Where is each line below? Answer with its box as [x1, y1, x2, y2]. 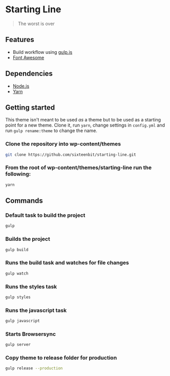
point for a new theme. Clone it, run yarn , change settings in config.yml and [5, 122, 165, 129]
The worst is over [17, 20, 55, 27]
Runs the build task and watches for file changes [5, 259, 129, 266]
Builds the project [5, 236, 50, 243]
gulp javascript [5, 319, 40, 324]
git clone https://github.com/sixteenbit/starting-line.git [5, 152, 137, 157]
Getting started [5, 103, 55, 112]
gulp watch [5, 270, 29, 276]
